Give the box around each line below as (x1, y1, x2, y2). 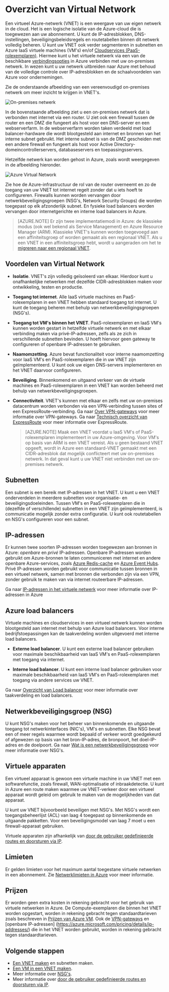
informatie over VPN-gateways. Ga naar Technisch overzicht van (12, 414, 148, 420)
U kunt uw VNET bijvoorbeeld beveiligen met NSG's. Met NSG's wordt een (5, 807, 160, 813)
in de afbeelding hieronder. (5, 162, 62, 168)
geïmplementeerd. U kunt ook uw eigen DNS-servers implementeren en (12, 362, 162, 368)
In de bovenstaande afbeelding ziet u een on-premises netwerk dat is (5, 109, 150, 115)
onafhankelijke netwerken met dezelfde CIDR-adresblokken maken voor (12, 279, 162, 285)
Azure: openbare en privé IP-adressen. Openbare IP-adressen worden (5, 549, 151, 555)
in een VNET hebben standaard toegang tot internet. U (43, 299, 157, 305)
